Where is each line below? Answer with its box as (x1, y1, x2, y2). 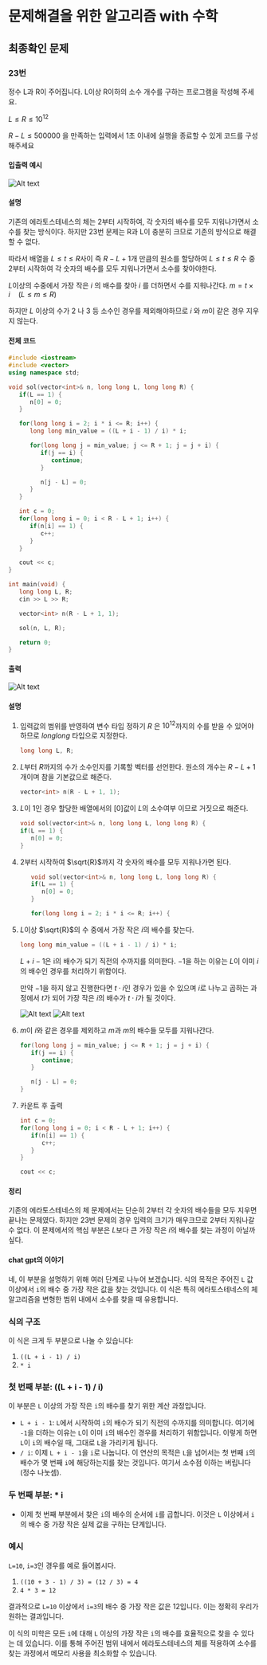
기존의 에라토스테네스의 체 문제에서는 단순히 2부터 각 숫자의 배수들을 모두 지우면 (8, 1205, 257, 1215)
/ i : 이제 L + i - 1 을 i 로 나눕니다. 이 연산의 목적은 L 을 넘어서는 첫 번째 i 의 (19, 1448, 256, 1458)
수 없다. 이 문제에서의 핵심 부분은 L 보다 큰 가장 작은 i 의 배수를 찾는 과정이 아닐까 (8, 1225, 256, 1235)
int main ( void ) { (8, 581, 66, 589)
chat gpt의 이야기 (8, 1256, 65, 1264)
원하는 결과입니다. (8, 1611, 65, 1621)
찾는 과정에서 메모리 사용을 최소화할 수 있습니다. (8, 1648, 158, 1658)
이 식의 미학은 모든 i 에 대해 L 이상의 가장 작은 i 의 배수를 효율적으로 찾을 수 (8, 1628, 240, 1638)
